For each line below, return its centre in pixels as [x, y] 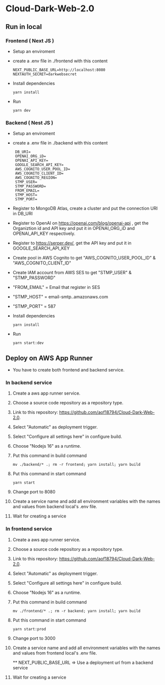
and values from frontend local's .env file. [55, 653]
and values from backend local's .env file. [55, 507]
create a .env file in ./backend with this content [60, 143]
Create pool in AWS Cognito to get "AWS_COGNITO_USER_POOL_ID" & [84, 258]
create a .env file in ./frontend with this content [60, 61]
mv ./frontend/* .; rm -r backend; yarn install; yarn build [77, 611]
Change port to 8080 [34, 492]
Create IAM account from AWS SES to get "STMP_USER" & [72, 273]
